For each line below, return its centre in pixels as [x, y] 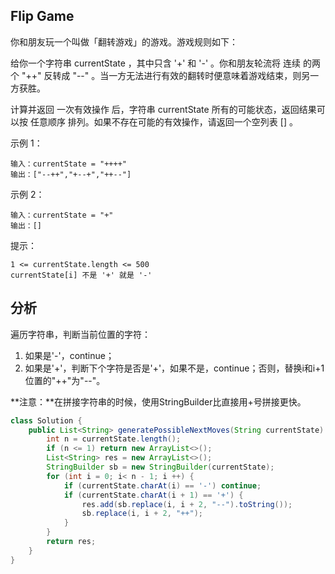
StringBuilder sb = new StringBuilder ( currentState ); [160, 467]
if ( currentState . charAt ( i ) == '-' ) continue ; [162, 485]
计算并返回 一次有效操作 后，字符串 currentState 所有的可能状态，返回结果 [163, 109]
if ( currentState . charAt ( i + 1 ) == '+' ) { [153, 495]
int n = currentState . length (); [114, 439]
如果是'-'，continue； [69, 355]
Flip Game [42, 16]
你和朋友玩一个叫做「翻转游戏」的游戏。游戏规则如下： [124, 41]
